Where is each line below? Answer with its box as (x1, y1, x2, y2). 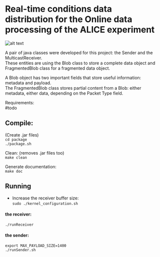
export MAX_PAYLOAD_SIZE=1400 (5, 243, 67, 248)
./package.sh (5, 141, 32, 146)
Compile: (5, 119, 33, 127)
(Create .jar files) (5, 132, 39, 138)
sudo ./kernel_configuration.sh (12, 201, 78, 206)
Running (5, 182, 32, 191)
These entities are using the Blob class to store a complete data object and (5, 60, 155, 66)
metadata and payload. (5, 79, 52, 86)
